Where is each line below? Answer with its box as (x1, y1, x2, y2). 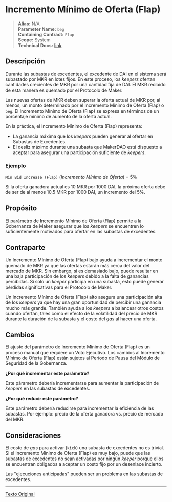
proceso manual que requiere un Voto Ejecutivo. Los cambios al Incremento (5, 350, 165, 356)
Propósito (5, 204, 37, 213)
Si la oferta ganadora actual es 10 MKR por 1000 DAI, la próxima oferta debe (5, 184, 166, 190)
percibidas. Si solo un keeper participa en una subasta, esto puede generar (5, 278, 164, 285)
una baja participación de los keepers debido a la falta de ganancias (5, 273, 149, 279)
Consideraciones (5, 431, 61, 440)
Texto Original (5, 491, 35, 497)
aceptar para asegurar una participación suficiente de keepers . (12, 149, 146, 156)
